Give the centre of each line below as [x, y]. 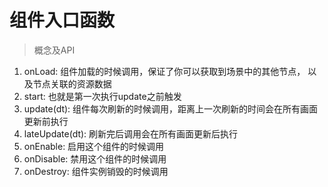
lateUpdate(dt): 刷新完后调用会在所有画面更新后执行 [131, 133]
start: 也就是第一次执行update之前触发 [102, 96]
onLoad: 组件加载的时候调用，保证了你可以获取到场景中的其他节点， [164, 71]
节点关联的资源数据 [72, 83]
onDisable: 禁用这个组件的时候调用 [95, 158]
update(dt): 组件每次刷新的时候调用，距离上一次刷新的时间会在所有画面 [171, 108]
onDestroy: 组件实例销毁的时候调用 [96, 171]
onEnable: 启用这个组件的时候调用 [94, 146]
